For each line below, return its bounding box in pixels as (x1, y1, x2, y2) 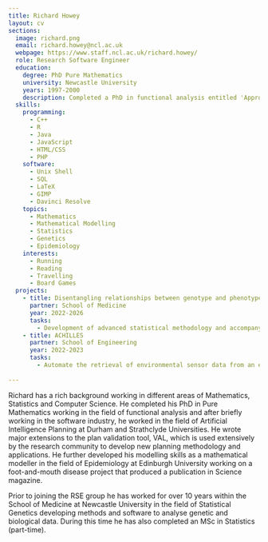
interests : (22, 249, 59, 257)
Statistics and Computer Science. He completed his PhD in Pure (8, 399, 218, 408)
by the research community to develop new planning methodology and (8, 441, 241, 451)
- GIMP (29, 189, 52, 198)
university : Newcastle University (22, 78, 137, 86)
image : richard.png (15, 34, 81, 42)
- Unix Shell (29, 168, 73, 176)
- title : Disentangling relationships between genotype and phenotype (22, 294, 262, 302)
